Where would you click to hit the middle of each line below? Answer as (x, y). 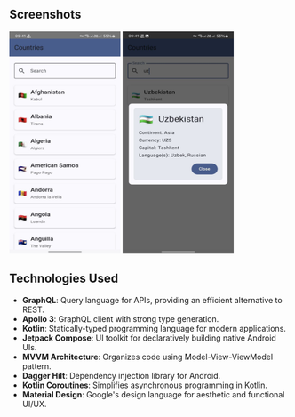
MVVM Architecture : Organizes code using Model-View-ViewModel (147, 357)
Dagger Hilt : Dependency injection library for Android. (121, 375)
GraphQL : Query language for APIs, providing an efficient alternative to (152, 300)
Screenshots (45, 15)
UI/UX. (34, 404)
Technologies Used (64, 279)
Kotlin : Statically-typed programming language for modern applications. (154, 328)
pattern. (36, 366)
